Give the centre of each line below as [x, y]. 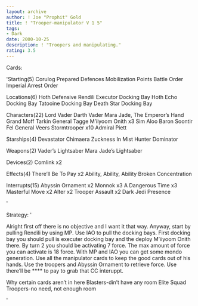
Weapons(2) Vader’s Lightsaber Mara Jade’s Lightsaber [74, 150]
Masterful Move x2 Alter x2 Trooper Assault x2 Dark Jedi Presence [89, 191]
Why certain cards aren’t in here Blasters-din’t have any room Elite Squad [96, 282]
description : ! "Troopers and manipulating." [64, 45]
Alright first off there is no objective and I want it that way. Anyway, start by [98, 226]
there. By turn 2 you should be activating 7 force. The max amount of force [98, 245]
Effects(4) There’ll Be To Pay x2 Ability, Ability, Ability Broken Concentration [99, 174]
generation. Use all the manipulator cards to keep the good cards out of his [98, 258]
